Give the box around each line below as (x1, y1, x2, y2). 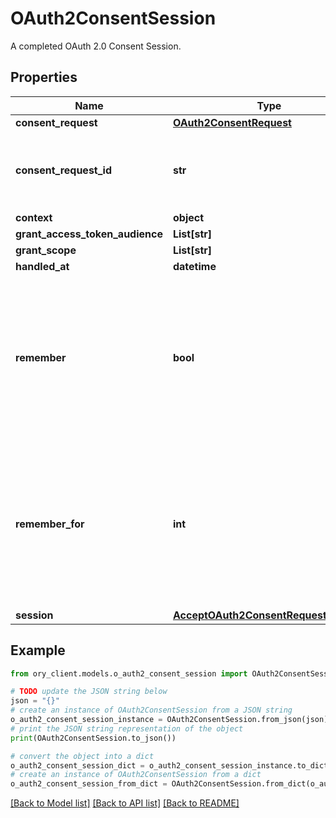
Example (10, 642, 66, 659)
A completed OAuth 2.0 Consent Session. (10, 40, 182, 52)
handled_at (15, 259, 70, 273)
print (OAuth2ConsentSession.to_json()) (10, 733, 177, 743)
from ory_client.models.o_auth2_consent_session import (10, 668, 248, 679)
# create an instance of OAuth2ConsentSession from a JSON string (10, 705, 293, 716)
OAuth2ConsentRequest (172, 115, 292, 129)
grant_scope (15, 243, 77, 257)
